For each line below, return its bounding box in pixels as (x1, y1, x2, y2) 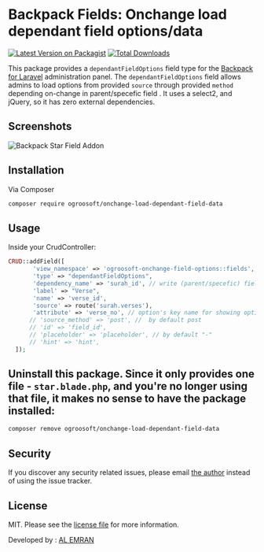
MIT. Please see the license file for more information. (8, 520, 179, 529)
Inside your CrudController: (8, 243, 97, 252)
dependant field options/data (8, 22, 203, 40)
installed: (8, 404, 55, 418)
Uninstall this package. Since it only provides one (8, 368, 255, 381)
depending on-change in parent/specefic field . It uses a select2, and (8, 88, 233, 98)
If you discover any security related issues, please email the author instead (8, 468, 251, 477)
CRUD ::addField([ (8, 257, 65, 265)
